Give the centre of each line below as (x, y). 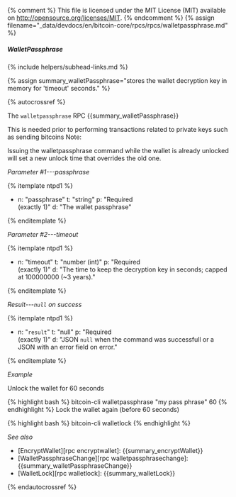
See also (20, 437)
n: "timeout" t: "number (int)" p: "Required (79, 262)
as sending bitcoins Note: (45, 137)
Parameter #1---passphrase (49, 172)
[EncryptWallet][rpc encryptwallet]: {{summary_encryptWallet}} (110, 450)
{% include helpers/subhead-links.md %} (68, 67)
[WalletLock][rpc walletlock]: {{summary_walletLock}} (96, 473)
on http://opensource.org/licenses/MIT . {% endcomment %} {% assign (111, 18)
